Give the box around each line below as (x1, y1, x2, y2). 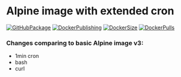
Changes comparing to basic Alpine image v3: (6, 39, 144, 47)
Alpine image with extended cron (6, 4, 174, 18)
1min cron (14, 53, 40, 60)
